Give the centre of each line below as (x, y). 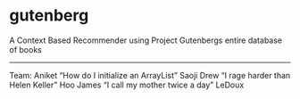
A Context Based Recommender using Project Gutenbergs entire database (146, 40)
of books (25, 49)
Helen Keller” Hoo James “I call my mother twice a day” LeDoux (127, 85)
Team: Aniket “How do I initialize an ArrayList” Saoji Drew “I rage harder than (150, 75)
